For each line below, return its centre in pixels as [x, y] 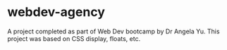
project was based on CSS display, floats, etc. [74, 38]
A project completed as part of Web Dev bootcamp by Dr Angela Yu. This [114, 31]
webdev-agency [56, 12]
